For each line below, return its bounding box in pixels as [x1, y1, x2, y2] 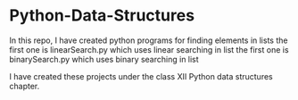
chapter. [9, 80, 40, 91]
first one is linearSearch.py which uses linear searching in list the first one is [9, 44, 289, 54]
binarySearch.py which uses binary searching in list [9, 54, 199, 64]
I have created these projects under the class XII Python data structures [9, 71, 274, 81]
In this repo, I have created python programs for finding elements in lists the [9, 35, 288, 46]
